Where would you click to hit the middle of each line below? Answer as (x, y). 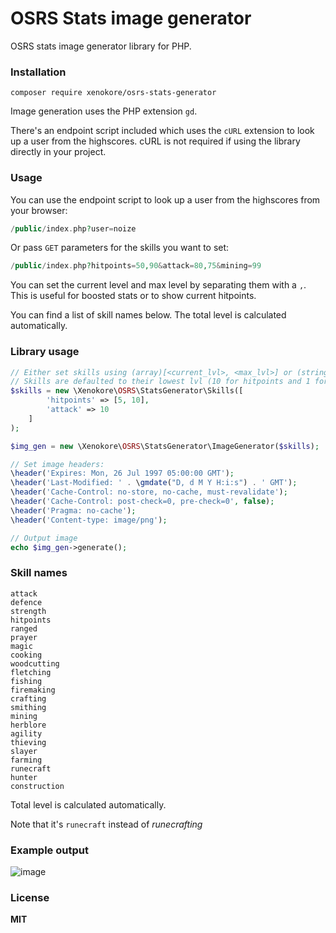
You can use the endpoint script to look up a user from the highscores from (165, 199)
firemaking (33, 690)
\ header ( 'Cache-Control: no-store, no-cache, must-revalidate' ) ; (149, 492)
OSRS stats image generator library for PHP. (101, 46)
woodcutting (35, 663)
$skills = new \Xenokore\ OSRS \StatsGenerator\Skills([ (127, 391)
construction (37, 786)
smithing (28, 707)
